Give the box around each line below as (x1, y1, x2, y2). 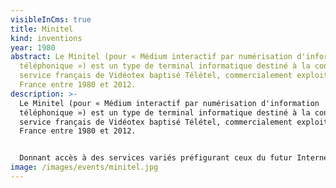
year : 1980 (10, 42, 56, 53)
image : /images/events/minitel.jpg (10, 162, 159, 173)
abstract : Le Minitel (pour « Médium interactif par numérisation (10, 52, 293, 62)
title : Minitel (10, 24, 74, 34)
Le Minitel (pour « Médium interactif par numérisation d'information (19, 98, 320, 108)
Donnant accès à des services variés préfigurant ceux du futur (19, 153, 293, 163)
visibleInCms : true (10, 14, 92, 25)
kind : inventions (10, 33, 83, 43)
